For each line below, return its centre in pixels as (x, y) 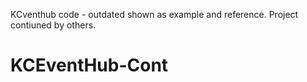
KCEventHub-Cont (89, 65)
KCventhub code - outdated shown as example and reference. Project (154, 14)
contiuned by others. (53, 25)
